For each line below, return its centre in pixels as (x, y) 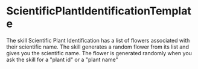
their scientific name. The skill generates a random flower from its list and (97, 47)
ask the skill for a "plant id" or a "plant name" (62, 59)
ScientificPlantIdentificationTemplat (99, 11)
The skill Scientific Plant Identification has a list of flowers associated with (98, 40)
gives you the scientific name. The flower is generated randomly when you (99, 53)
